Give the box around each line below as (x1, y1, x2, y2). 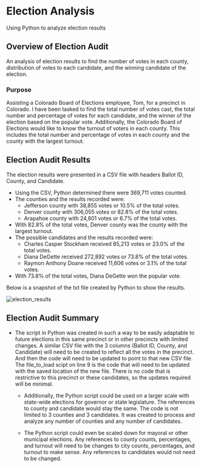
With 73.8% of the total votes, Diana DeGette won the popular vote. (14, 272, 182, 279)
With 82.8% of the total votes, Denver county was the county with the (14, 221, 188, 228)
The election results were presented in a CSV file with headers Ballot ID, (6, 170, 184, 178)
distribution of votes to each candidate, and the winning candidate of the (6, 64, 186, 71)
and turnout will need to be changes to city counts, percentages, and (23, 441, 195, 449)
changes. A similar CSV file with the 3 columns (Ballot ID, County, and (14, 342, 187, 349)
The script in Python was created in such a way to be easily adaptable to (14, 329, 195, 336)
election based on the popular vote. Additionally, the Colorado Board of (6, 119, 182, 126)
